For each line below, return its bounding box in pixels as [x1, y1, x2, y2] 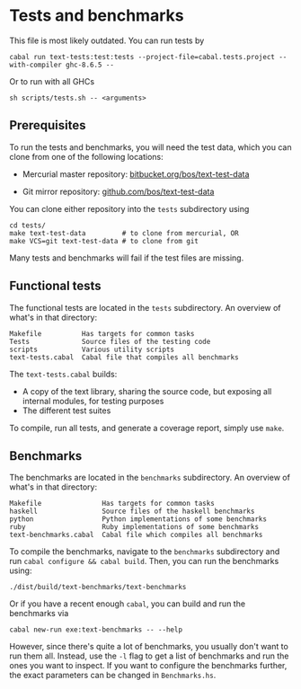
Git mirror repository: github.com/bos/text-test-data [22, 186, 215, 197]
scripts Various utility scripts [9, 345, 175, 354]
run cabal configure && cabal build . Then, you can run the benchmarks [9, 556, 279, 567]
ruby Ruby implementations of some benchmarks [9, 523, 259, 532]
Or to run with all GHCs [9, 75, 95, 86]
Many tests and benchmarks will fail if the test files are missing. [9, 252, 244, 263]
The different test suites [22, 405, 111, 416]
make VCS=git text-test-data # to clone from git [9, 236, 199, 245]
